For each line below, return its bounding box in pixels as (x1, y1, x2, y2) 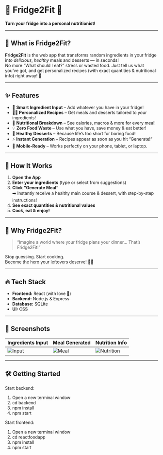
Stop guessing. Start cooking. (5, 254, 65, 260)
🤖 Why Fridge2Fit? (5, 226, 62, 235)
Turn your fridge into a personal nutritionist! (5, 20, 96, 26)
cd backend (12, 400, 36, 405)
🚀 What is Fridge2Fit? (5, 39, 71, 48)
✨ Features (5, 91, 39, 100)
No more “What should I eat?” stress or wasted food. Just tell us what (5, 62, 144, 68)
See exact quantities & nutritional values (12, 202, 96, 208)
